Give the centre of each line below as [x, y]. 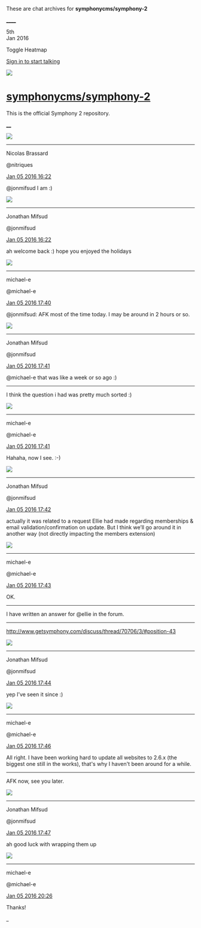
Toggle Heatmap [27, 50]
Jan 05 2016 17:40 [29, 303]
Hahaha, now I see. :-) [33, 457]
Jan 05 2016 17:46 [29, 746]
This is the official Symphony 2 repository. [58, 113]
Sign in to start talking [33, 61]
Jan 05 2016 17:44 [29, 683]
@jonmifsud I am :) [29, 188]
